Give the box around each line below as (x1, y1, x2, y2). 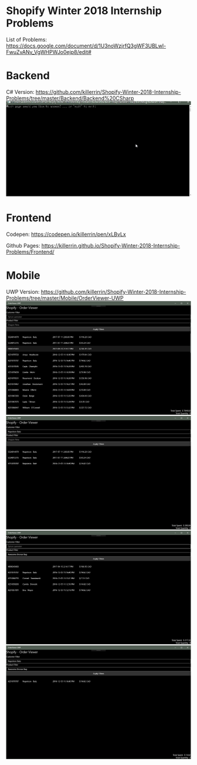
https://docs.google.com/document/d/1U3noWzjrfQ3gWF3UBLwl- (6, 42, 167, 49)
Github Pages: (6, 242, 40, 249)
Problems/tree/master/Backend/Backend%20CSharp (6, 94, 134, 101)
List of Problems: (6, 36, 47, 43)
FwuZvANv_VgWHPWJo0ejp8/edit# (6, 48, 92, 55)
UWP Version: (6, 289, 40, 296)
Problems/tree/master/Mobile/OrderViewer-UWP (6, 295, 124, 302)
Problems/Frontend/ (6, 248, 55, 256)
